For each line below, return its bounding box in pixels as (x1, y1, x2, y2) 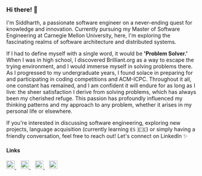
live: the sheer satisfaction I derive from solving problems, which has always (6, 89, 197, 96)
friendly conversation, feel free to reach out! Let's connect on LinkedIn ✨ (6, 133, 188, 140)
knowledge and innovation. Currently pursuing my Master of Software (6, 25, 180, 33)
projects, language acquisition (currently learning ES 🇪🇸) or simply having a (6, 126, 195, 133)
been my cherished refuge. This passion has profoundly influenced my (6, 95, 183, 102)
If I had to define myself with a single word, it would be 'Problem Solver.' (6, 50, 188, 57)
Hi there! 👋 (6, 5, 38, 14)
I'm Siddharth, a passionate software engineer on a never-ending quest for (6, 19, 192, 27)
